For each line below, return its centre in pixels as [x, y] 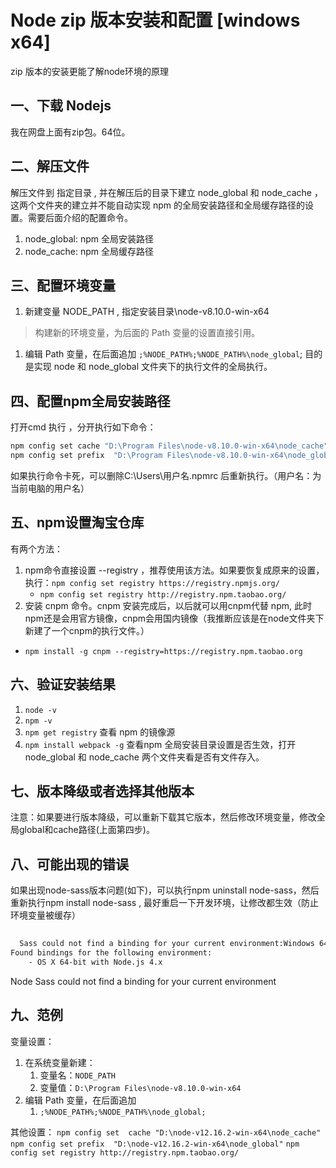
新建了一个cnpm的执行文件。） [87, 630]
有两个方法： [36, 548]
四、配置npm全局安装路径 [90, 401]
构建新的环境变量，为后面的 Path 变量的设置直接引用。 [147, 333]
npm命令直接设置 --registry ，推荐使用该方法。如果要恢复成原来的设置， [174, 570]
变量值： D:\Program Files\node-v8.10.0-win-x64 [140, 1087]
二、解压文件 [50, 166]
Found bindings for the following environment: [111, 952]
